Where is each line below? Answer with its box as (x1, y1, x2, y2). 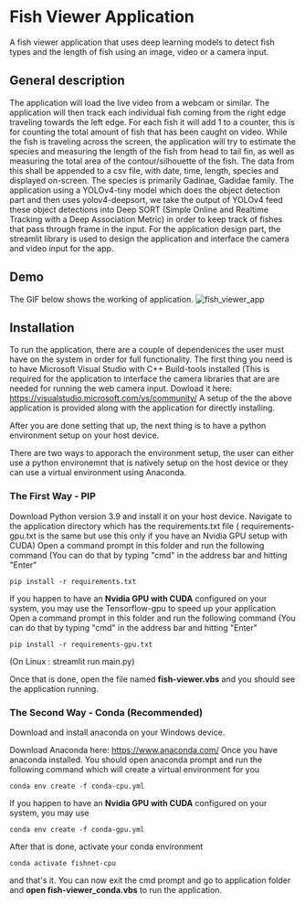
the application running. (9, 683, 99, 694)
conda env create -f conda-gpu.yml (9, 824, 145, 834)
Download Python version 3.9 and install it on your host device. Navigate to (9, 510, 292, 522)
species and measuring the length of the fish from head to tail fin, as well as (9, 145, 295, 156)
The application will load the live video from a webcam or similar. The (9, 97, 270, 108)
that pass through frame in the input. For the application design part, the (9, 223, 281, 234)
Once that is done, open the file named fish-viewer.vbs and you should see (9, 674, 296, 685)
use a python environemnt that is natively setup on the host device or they (9, 457, 289, 468)
